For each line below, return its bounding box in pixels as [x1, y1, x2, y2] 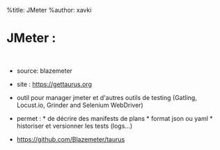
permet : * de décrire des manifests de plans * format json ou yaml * [16, 114, 213, 122]
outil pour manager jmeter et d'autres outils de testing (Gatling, [16, 93, 198, 101]
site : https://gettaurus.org [16, 80, 92, 88]
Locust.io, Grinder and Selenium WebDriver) [16, 101, 143, 109]
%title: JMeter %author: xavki [6, 6, 92, 14]
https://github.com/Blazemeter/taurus [16, 135, 125, 143]
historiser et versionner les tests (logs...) [16, 122, 133, 130]
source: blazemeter [16, 66, 72, 75]
